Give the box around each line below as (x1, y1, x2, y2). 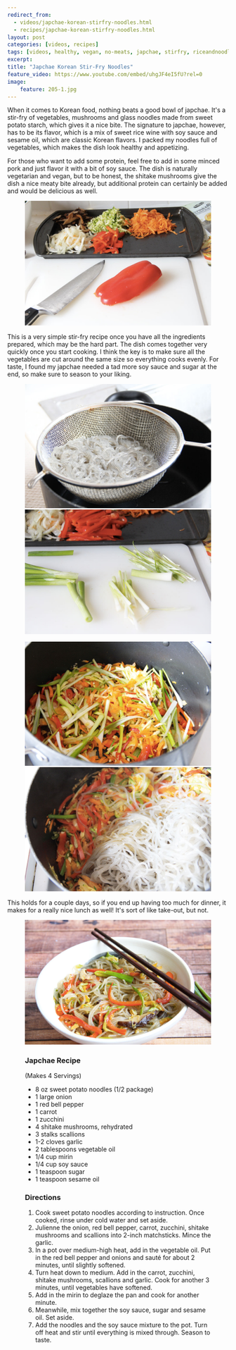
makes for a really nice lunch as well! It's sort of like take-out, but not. (7, 906, 209, 915)
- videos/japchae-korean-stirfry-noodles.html (13, 18, 152, 26)
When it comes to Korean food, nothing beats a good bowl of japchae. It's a (7, 106, 226, 114)
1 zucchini (34, 1115, 65, 1124)
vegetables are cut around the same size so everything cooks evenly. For (7, 354, 219, 363)
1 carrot (34, 1108, 58, 1116)
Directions (25, 1192, 61, 1202)
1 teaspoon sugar (34, 1168, 86, 1176)
